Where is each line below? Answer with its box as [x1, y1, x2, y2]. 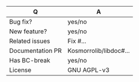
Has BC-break [9, 56, 50, 64]
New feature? [9, 27, 47, 35]
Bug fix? [9, 18, 32, 26]
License [9, 66, 32, 74]
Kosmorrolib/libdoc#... [67, 47, 130, 55]
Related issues [9, 37, 50, 45]
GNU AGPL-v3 [67, 66, 110, 74]
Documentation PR [9, 47, 62, 55]
